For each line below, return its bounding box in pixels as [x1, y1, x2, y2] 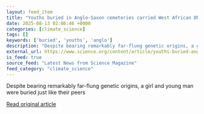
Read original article [6, 101, 56, 108]
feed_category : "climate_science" [6, 65, 94, 72]
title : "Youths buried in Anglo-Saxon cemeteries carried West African [6, 15, 191, 21]
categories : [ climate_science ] [6, 26, 86, 32]
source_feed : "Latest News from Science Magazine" [6, 60, 137, 66]
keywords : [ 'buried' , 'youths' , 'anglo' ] [6, 37, 113, 43]
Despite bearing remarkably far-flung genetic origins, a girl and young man [6, 82, 194, 90]
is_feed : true [6, 54, 42, 60]
